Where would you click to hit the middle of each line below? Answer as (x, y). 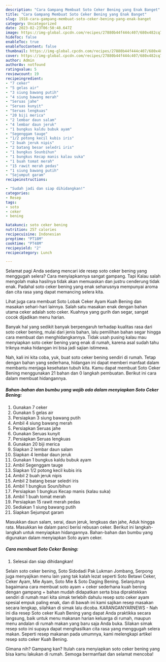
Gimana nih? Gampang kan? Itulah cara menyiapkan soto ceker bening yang (83, 649)
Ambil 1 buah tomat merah (39, 496)
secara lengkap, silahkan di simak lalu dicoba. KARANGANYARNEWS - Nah (82, 608)
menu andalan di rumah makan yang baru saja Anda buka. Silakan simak (79, 623)
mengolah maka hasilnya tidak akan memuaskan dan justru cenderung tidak (83, 282)
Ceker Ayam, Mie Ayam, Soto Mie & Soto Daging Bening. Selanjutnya (75, 581)
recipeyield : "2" (23, 248)
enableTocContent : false (31, 46)
